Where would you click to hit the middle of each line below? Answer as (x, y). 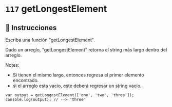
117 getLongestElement (56, 9)
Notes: (12, 65)
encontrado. (26, 80)
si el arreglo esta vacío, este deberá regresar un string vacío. (77, 86)
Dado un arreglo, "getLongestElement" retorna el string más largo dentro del (86, 50)
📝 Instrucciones (31, 28)
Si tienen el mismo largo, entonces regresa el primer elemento (79, 75)
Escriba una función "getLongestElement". (50, 40)
